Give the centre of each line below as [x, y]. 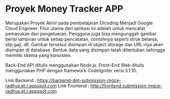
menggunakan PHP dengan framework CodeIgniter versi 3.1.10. [71, 70]
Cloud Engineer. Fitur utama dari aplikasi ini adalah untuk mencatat [75, 28]
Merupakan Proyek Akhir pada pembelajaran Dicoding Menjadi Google [79, 23]
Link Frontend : [74, 86]
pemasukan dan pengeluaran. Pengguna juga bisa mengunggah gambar [81, 34]
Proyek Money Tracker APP [64, 9]
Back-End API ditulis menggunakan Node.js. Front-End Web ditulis [75, 65]
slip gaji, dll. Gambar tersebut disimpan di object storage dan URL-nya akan [84, 44]
